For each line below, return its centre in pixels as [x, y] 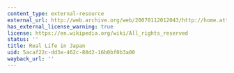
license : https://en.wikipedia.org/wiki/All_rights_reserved [98, 33]
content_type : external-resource [56, 14]
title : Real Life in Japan [46, 46]
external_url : [28, 20]
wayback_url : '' [31, 59]
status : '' [23, 40]
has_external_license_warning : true [60, 26]
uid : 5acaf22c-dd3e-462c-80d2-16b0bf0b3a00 [71, 53]
